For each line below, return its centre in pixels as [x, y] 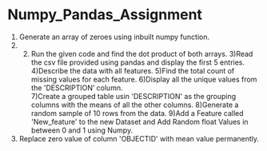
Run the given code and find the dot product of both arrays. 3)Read [142, 54]
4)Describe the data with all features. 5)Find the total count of [133, 70]
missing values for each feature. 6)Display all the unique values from [144, 79]
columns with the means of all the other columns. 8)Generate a [135, 105]
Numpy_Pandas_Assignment [105, 15]
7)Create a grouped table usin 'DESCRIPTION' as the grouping [133, 96]
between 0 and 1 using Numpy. [82, 130]
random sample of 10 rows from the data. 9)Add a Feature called [137, 113]
